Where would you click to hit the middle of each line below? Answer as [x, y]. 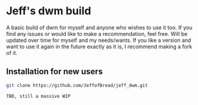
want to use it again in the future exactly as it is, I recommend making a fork [99, 47]
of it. [12, 52]
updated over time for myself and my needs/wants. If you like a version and [99, 40]
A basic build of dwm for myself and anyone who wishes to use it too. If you [99, 27]
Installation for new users [55, 72]
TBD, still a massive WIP [38, 96]
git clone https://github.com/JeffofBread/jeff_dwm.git [77, 85]
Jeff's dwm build [49, 11]
